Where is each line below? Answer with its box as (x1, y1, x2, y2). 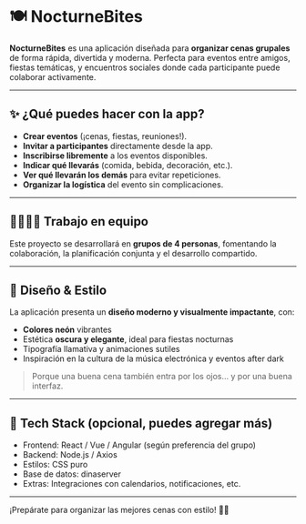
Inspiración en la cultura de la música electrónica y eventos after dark (22, 353, 284, 364)
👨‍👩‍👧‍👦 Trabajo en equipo (9, 214, 148, 229)
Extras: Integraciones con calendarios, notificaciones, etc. (22, 479, 241, 489)
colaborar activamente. (9, 71, 97, 82)
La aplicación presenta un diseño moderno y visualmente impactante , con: (9, 307, 295, 317)
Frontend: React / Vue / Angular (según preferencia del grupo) (22, 439, 257, 450)
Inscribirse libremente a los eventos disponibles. (22, 150, 208, 161)
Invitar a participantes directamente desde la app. (22, 140, 214, 151)
